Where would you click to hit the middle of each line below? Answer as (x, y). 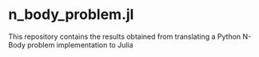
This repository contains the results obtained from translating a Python (125, 36)
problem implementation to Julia (80, 44)
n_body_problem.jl (71, 15)
